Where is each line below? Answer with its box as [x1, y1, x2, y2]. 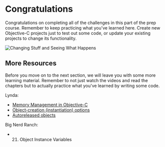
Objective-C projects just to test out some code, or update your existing [5, 30, 151, 36]
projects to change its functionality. [5, 35, 77, 41]
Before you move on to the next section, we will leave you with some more [5, 72, 156, 78]
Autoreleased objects [12, 112, 56, 118]
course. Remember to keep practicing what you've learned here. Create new [5, 25, 161, 30]
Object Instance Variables [19, 136, 72, 142]
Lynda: [5, 92, 19, 98]
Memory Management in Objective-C [12, 102, 88, 108]
